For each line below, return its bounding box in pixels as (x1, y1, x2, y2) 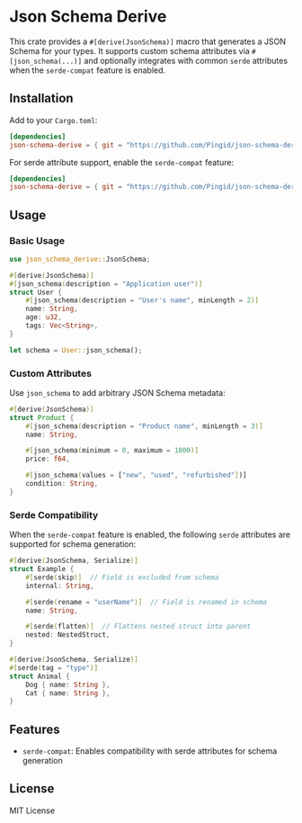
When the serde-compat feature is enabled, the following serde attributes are (9, 529, 290, 541)
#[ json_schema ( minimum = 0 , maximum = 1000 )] (25, 446, 200, 455)
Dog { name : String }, (25, 680, 111, 689)
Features (9, 721, 60, 737)
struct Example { (9, 565, 75, 574)
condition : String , (25, 479, 99, 488)
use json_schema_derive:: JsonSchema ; (9, 255, 151, 264)
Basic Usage (9, 234, 66, 246)
